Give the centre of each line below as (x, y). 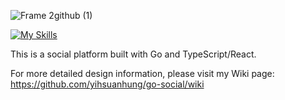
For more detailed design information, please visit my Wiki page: (142, 73)
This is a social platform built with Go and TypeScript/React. (133, 54)
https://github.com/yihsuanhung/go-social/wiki (107, 84)
